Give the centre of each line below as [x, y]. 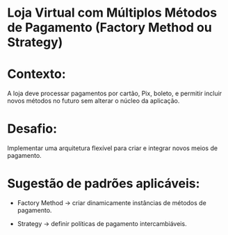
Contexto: [36, 74]
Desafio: [32, 129]
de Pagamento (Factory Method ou [109, 27]
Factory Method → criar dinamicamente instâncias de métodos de [112, 203]
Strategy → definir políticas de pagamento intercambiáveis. [102, 224]
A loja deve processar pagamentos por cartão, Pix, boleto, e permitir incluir [115, 94]
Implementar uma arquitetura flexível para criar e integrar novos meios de [112, 148]
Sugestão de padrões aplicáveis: [104, 184]
